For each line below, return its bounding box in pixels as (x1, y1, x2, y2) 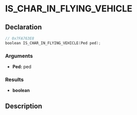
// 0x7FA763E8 (5, 36, 35, 41)
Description (5, 102, 42, 110)
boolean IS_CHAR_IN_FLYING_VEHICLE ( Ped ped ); (5, 40, 101, 45)
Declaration (5, 23, 42, 31)
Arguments (5, 52, 33, 59)
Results (5, 76, 24, 83)
